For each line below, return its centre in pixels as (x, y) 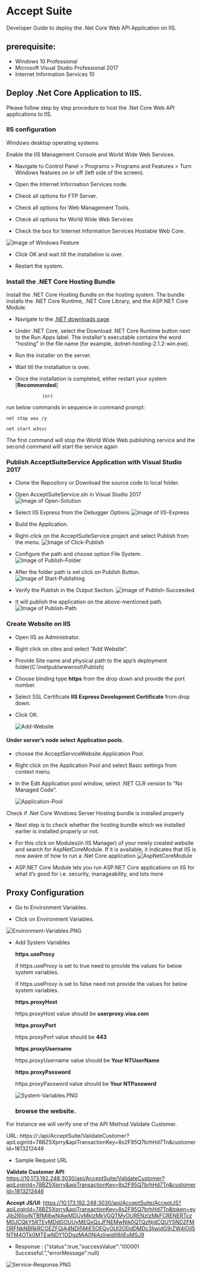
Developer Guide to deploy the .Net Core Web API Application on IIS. (91, 28)
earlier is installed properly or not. (57, 831)
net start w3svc (27, 429)
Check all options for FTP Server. (56, 196)
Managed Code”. (36, 790)
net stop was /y (27, 418)
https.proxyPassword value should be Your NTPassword (86, 1083)
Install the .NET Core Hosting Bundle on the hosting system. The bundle (96, 295)
